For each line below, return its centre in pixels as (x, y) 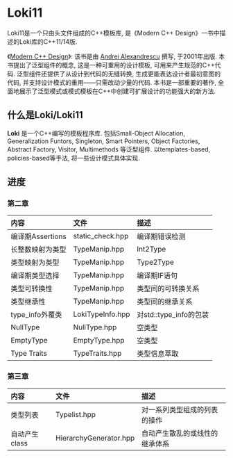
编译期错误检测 (161, 236)
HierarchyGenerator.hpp (95, 438)
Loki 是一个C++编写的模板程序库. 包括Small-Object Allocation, (96, 133)
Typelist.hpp (75, 414)
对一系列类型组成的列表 (180, 409)
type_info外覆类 (36, 315)
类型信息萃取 (158, 354)
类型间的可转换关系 (168, 288)
